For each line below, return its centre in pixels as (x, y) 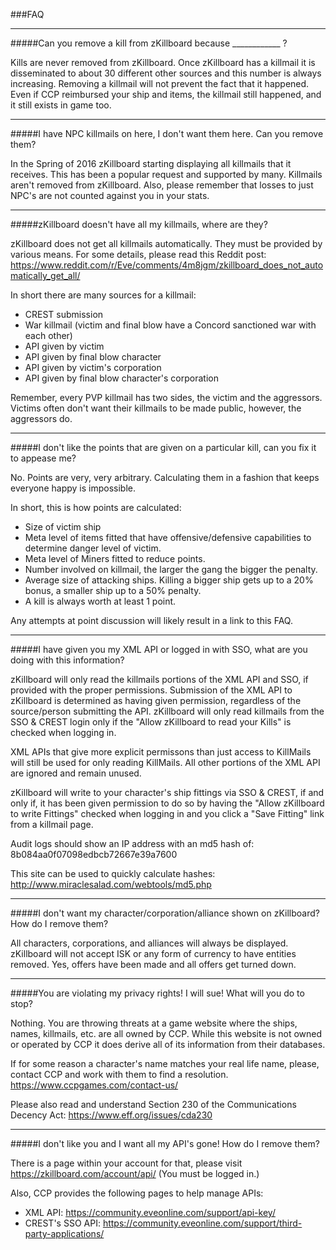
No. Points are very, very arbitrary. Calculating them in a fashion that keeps (165, 477)
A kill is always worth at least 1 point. (100, 601)
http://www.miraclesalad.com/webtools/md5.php (111, 884)
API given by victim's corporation (93, 367)
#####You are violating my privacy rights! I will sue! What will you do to (157, 993)
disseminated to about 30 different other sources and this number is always (166, 73)
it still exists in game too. (61, 105)
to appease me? (43, 458)
